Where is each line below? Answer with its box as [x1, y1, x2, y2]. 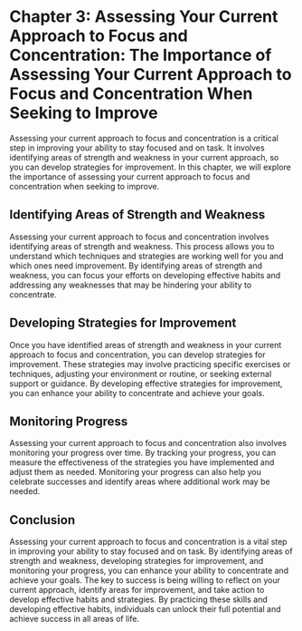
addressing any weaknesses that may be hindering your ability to [9, 279, 252, 290]
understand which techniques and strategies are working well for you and [9, 250, 284, 261]
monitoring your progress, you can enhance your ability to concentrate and [9, 565, 289, 577]
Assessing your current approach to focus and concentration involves [9, 231, 269, 242]
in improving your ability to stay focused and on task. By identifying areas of [9, 546, 293, 557]
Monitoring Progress [9, 413, 128, 429]
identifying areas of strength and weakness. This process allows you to [9, 240, 275, 251]
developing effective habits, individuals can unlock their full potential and [9, 604, 282, 615]
